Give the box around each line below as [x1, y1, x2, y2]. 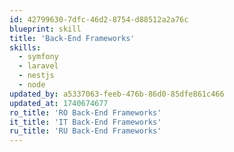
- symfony [18, 52, 59, 62]
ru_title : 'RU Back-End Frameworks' [9, 126, 162, 136]
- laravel [18, 61, 59, 71]
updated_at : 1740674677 [9, 98, 109, 108]
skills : [9, 42, 42, 53]
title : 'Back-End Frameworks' [9, 33, 136, 43]
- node [18, 80, 46, 90]
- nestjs [18, 71, 55, 81]
